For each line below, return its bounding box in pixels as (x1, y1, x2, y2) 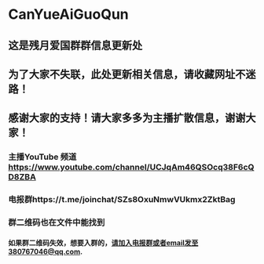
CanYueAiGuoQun (8, 5, 130, 24)
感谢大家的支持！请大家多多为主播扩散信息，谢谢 (8, 111, 246, 125)
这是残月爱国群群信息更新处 (8, 38, 143, 52)
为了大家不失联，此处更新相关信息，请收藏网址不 (8, 67, 246, 81)
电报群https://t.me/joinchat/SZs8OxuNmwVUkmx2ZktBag (8, 194, 236, 205)
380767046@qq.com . (8, 247, 83, 256)
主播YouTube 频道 (8, 151, 77, 162)
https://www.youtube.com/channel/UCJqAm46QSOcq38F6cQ (8, 162, 255, 173)
